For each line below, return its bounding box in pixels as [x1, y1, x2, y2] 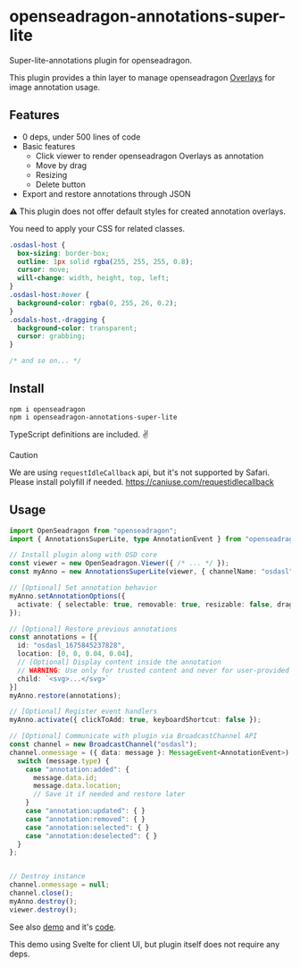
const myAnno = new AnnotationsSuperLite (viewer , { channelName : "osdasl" [9, 567, 294, 576]
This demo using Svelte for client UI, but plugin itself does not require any [9, 938, 280, 949]
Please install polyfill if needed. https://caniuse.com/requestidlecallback [9, 476, 274, 487]
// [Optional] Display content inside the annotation [17, 658, 221, 667]
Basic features [21, 140, 76, 151]
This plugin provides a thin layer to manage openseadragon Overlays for [9, 72, 275, 82]
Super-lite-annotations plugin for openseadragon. [9, 55, 192, 65]
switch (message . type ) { [17, 756, 110, 766]
